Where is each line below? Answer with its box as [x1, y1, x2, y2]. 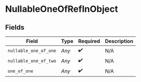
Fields [5, 23, 25, 32]
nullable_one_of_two [7, 58, 56, 64]
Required [78, 38, 101, 44]
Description [105, 38, 134, 44]
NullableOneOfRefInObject [5, 3, 118, 15]
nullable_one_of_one [7, 48, 56, 53]
